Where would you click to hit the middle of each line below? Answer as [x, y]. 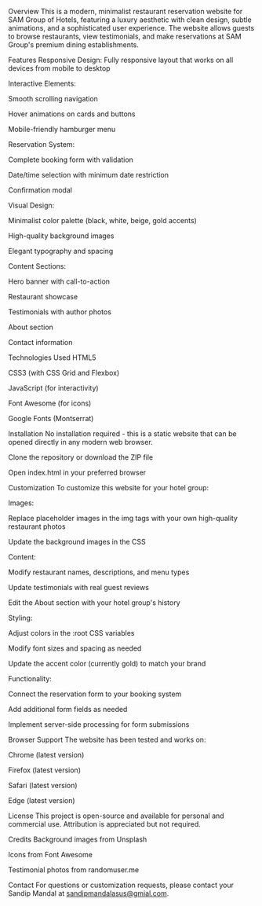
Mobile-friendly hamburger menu [62, 129]
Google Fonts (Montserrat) [51, 418]
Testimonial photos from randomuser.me [74, 870]
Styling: [20, 618]
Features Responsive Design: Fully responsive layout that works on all [121, 60]
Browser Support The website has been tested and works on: [107, 739]
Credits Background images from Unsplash [78, 839]
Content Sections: [37, 266]
